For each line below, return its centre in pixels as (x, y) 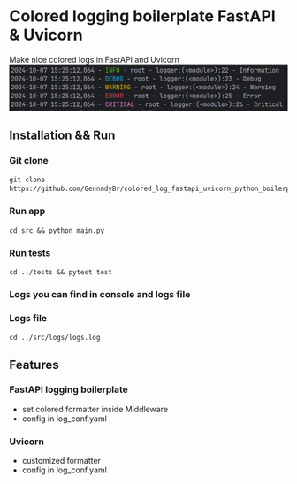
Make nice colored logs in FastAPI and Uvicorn (94, 59)
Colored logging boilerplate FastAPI (142, 16)
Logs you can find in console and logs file (100, 294)
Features (34, 365)
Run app (27, 211)
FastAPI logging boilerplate (69, 389)
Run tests (30, 252)
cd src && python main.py (57, 230)
